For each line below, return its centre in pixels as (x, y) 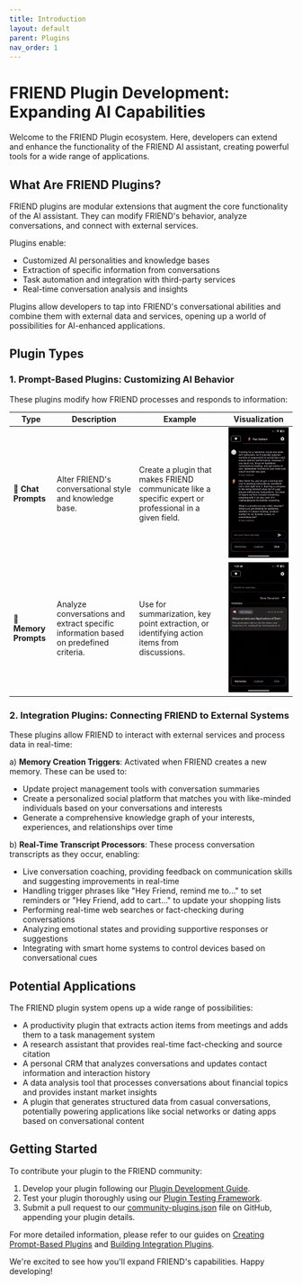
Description (94, 420)
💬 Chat (26, 489)
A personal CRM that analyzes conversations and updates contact (145, 1063)
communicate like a (175, 489)
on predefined (83, 643)
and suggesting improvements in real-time (101, 882)
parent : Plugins (40, 38)
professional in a (169, 508)
